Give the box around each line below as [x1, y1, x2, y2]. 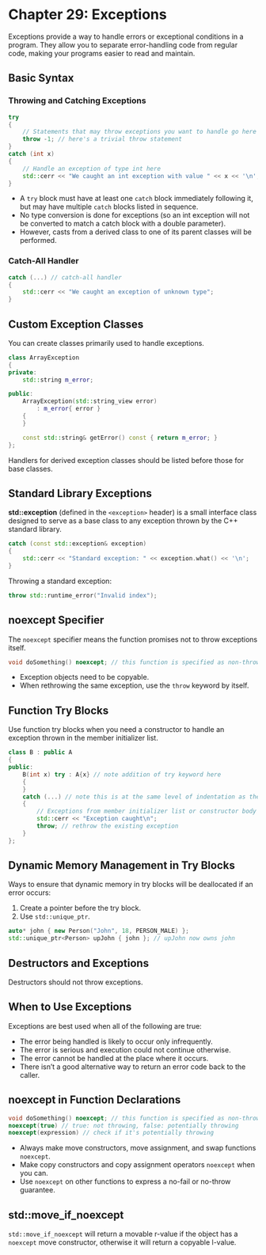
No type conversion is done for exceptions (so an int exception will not [19, 210, 250, 220]
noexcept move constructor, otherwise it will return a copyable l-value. [8, 1238, 237, 1247]
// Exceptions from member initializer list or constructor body [36, 807, 257, 816]
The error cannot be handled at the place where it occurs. [19, 1053, 209, 1063]
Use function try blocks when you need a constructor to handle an [8, 725, 225, 734]
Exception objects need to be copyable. [19, 673, 150, 682]
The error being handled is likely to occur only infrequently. [19, 1037, 214, 1046]
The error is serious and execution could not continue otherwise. [19, 1045, 231, 1054]
